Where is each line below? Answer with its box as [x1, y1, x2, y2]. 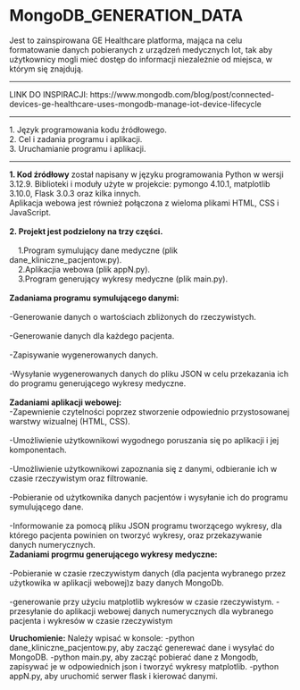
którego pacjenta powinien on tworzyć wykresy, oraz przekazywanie [9, 529, 262, 541]
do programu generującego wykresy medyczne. [9, 377, 187, 389]
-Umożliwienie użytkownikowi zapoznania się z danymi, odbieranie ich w [9, 463, 278, 474]
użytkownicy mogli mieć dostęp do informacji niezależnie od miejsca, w [9, 54, 273, 64]
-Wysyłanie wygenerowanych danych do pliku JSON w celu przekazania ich [9, 368, 288, 379]
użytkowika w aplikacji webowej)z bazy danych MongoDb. [9, 577, 225, 588]
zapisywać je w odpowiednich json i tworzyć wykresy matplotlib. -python [9, 661, 279, 671]
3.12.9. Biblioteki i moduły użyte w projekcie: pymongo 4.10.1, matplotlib [9, 178, 271, 189]
